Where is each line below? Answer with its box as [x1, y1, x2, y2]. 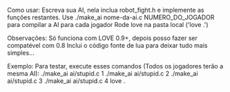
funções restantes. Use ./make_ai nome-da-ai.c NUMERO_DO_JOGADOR [7, 13, 215, 21]
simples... [7, 48, 35, 57]
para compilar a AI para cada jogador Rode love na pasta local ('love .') [7, 21, 209, 28]
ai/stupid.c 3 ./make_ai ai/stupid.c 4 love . [7, 77, 126, 85]
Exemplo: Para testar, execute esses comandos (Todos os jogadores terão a [7, 62, 224, 70]
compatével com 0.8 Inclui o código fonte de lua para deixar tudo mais [7, 42, 208, 49]
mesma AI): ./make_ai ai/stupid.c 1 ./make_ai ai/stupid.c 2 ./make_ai [7, 69, 198, 77]
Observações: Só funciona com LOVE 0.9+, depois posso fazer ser [7, 34, 198, 42]
